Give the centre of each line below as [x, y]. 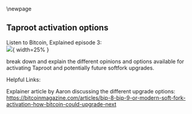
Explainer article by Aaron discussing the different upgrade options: [91, 91]
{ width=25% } [31, 49]
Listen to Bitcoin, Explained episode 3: [54, 42]
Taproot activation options [57, 28]
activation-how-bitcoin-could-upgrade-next [61, 104]
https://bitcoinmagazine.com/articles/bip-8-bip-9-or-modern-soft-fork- [96, 98]
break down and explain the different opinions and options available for [95, 61]
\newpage [19, 9]
